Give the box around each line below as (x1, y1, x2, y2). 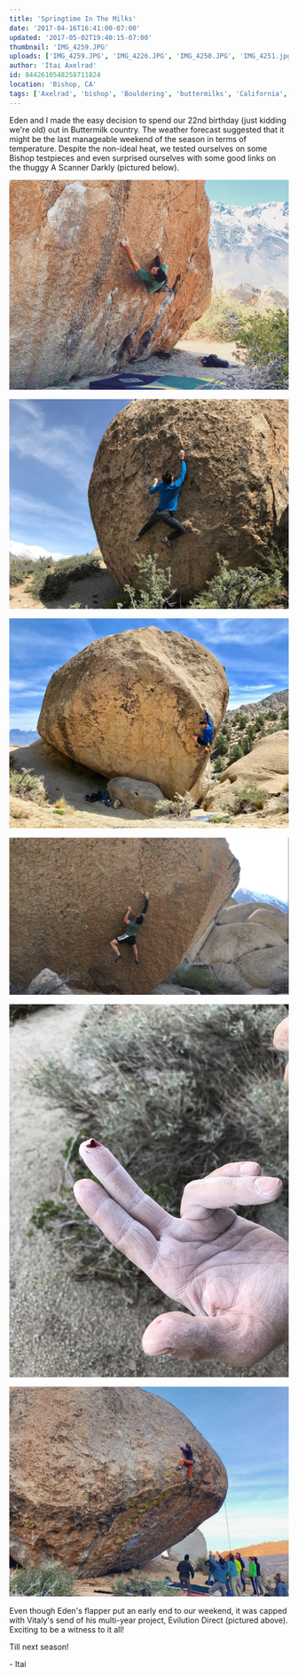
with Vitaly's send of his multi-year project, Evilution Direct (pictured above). (9, 1615, 288, 1625)
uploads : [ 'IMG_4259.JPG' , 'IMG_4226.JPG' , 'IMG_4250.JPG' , (9, 52, 237, 61)
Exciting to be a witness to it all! (9, 1624, 125, 1634)
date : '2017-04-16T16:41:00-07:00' (9, 23, 141, 33)
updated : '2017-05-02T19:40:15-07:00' (9, 33, 153, 42)
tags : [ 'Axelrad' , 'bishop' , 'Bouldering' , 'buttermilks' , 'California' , (9, 89, 288, 98)
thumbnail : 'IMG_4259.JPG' (9, 43, 109, 52)
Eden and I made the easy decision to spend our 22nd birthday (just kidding (9, 115, 286, 125)
